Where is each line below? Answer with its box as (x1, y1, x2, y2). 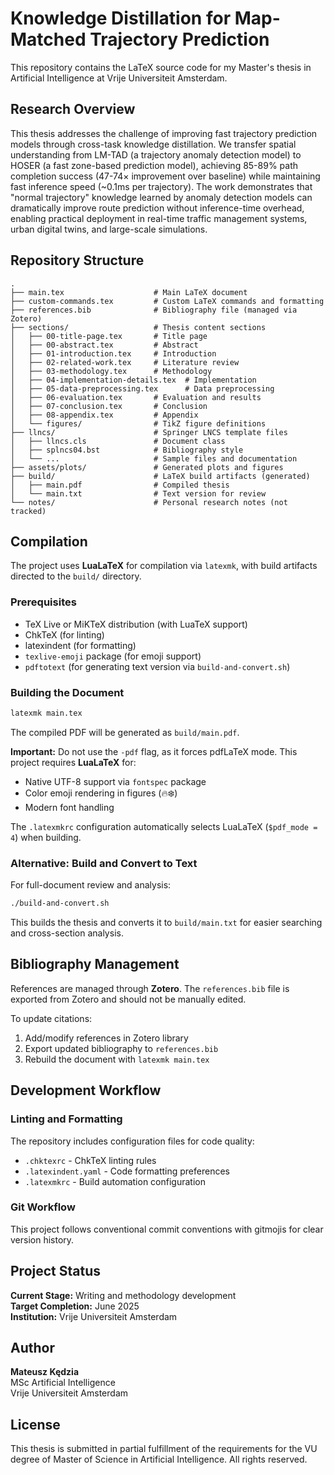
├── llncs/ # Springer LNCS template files (10, 427, 288, 437)
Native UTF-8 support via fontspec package (24, 775, 207, 787)
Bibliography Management (10, 956, 180, 973)
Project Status (10, 1263, 102, 1280)
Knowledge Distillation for (10, 7, 232, 30)
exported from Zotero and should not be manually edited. (10, 993, 247, 1005)
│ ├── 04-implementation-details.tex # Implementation (10, 375, 257, 385)
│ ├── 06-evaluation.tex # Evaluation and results (10, 392, 262, 402)
